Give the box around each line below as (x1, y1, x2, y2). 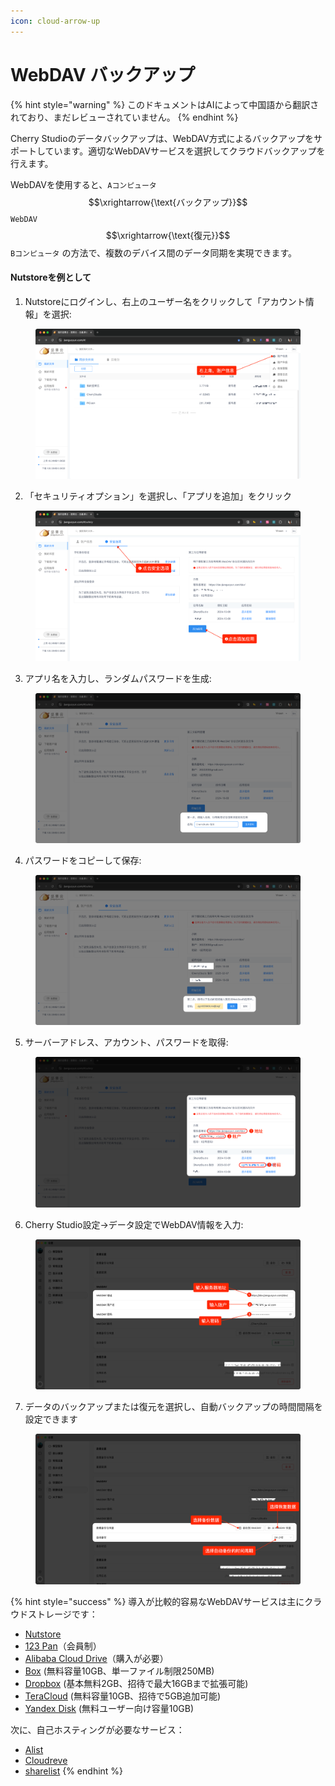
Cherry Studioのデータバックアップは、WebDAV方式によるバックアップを (10, 132, 315, 144)
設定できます (24, 1413, 78, 1425)
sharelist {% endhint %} (24, 1765, 124, 1777)
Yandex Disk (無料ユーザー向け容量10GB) (24, 1702, 195, 1714)
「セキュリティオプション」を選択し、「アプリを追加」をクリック (24, 490, 292, 502)
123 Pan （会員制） (24, 1640, 102, 1652)
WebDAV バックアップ (10, 63, 196, 86)
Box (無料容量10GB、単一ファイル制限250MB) (24, 1665, 215, 1677)
